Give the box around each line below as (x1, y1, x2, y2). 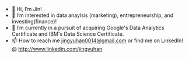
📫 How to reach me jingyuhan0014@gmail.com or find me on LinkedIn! (11, 37, 184, 44)
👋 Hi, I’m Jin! (11, 6, 42, 12)
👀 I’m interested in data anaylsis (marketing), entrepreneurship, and (11, 12, 174, 19)
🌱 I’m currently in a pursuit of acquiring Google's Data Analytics (11, 24, 164, 31)
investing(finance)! (11, 18, 57, 25)
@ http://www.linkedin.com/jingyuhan (11, 46, 103, 52)
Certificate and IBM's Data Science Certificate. (11, 30, 124, 37)
